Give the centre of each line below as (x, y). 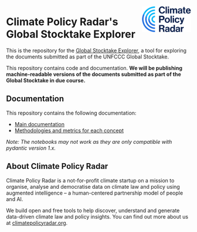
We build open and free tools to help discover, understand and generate (93, 210)
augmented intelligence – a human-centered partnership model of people (95, 193)
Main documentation (39, 124)
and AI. (15, 199)
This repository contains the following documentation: (71, 113)
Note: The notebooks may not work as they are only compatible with (89, 141)
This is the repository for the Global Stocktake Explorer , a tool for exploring (96, 50)
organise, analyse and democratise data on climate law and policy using (93, 186)
